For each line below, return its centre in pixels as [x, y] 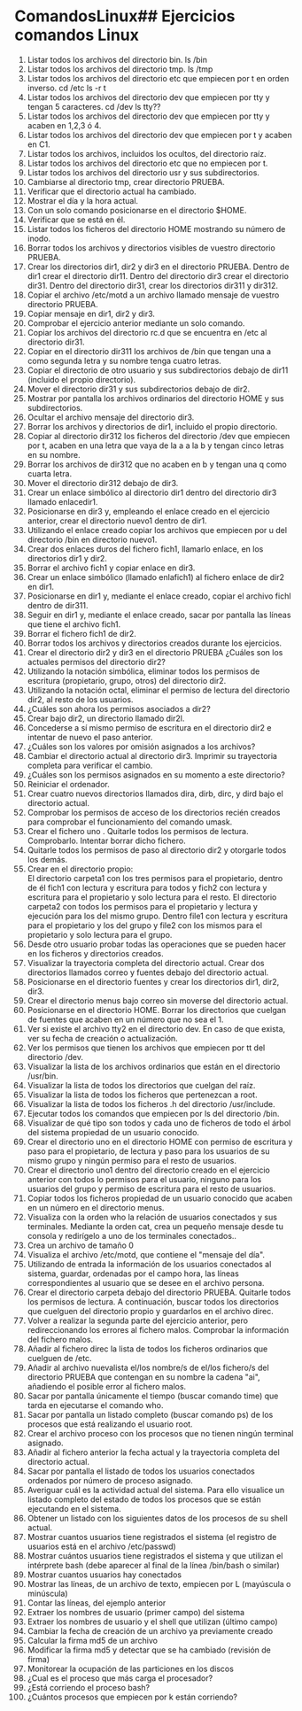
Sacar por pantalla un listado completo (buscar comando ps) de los [150, 1414]
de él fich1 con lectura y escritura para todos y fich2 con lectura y [147, 887]
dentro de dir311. [58, 605]
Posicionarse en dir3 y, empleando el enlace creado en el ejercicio [148, 511]
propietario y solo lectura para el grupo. [100, 934]
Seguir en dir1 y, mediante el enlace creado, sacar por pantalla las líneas [159, 615]
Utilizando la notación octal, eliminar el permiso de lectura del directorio [159, 690]
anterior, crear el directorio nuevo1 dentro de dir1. [117, 521]
